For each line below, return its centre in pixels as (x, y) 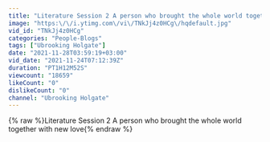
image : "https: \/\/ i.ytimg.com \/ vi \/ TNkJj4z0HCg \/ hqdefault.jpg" (120, 23)
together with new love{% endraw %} (71, 129)
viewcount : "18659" (41, 75)
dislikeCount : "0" (39, 90)
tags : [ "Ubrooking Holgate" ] (57, 46)
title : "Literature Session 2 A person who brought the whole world (125, 16)
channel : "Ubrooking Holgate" (59, 98)
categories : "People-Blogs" (55, 38)
